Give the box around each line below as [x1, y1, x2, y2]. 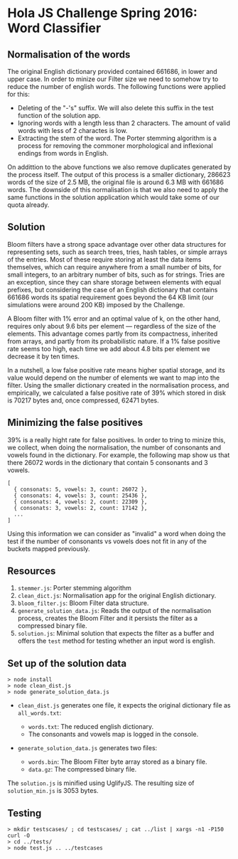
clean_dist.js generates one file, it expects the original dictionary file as [17, 701, 231, 710]
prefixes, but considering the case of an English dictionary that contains [7, 285, 218, 294]
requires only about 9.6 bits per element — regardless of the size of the [7, 321, 217, 330]
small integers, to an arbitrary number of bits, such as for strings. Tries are [7, 270, 225, 279]
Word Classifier [7, 20, 102, 36]
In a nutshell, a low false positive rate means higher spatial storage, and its [7, 366, 225, 374]
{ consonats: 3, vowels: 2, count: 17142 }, [13, 504, 148, 511]
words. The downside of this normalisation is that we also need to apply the [7, 186, 229, 193]
